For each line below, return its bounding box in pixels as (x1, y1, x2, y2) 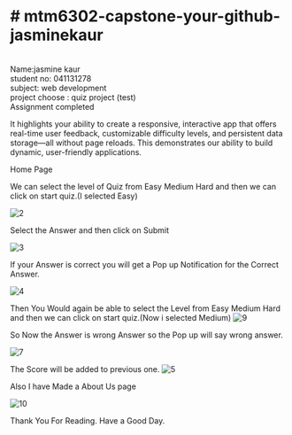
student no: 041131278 (10, 73, 92, 83)
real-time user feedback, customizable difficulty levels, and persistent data (10, 128, 283, 138)
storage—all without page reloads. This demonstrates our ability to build (10, 137, 273, 148)
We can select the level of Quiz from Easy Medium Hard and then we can (10, 181, 277, 191)
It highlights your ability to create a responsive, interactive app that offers (10, 118, 277, 129)
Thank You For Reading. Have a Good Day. (10, 415, 165, 426)
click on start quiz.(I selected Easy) (10, 190, 138, 201)
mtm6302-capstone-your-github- (23, 6, 281, 27)
